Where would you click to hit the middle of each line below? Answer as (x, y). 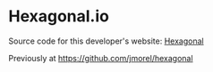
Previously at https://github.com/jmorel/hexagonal (101, 58)
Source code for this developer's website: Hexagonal (106, 41)
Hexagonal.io (59, 16)
